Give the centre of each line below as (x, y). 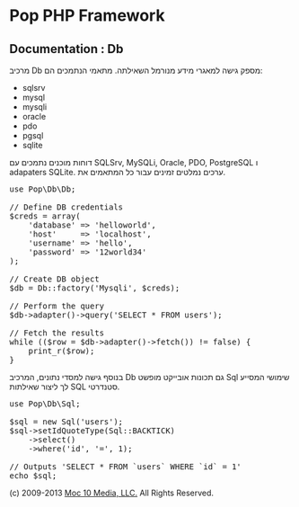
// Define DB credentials (66, 207)
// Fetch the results (57, 333)
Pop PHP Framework (87, 16)
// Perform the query (57, 306)
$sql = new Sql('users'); (66, 422)
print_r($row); (62, 351)
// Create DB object (55, 279)
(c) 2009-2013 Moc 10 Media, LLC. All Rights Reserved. (111, 493)
